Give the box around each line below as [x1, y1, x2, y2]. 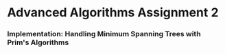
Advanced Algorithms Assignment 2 [7, 5, 219, 21]
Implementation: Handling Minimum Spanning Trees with [7, 29, 201, 39]
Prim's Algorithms [7, 38, 69, 47]
